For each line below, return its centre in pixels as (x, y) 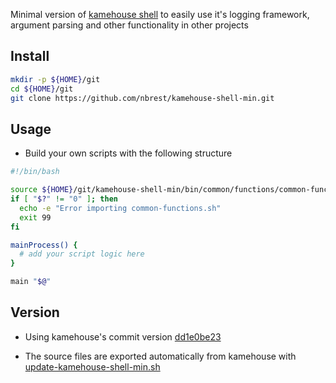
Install (30, 56)
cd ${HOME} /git (42, 89)
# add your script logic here (82, 254)
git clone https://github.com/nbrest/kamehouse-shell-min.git (142, 98)
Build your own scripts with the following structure (128, 153)
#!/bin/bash (35, 172)
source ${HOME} (42, 190)
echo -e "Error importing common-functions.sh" (120, 208)
